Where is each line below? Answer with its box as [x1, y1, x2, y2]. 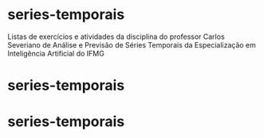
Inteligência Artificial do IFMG [7, 48, 104, 58]
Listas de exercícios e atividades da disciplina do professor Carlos [7, 32, 225, 41]
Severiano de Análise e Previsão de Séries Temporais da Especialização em [7, 40, 257, 49]
